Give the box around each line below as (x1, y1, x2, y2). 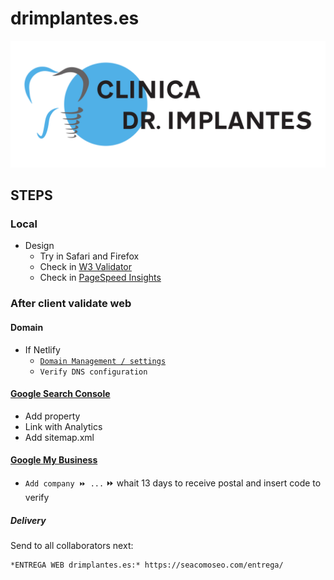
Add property (24, 410, 81, 422)
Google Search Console (10, 388, 111, 400)
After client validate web (10, 297, 132, 311)
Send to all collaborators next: (10, 539, 134, 551)
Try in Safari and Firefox (39, 250, 140, 262)
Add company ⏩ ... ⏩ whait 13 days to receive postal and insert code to (24, 477, 322, 489)
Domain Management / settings (39, 356, 167, 366)
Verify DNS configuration (39, 367, 148, 377)
